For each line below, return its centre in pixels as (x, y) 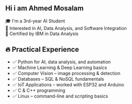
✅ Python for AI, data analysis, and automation (62, 62)
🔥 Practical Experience (42, 49)
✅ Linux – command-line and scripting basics (60, 96)
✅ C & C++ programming (39, 90)
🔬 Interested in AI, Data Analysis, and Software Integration (66, 28)
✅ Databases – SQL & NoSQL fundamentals (58, 79)
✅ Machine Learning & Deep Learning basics (60, 67)
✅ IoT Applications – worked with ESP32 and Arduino (68, 84)
